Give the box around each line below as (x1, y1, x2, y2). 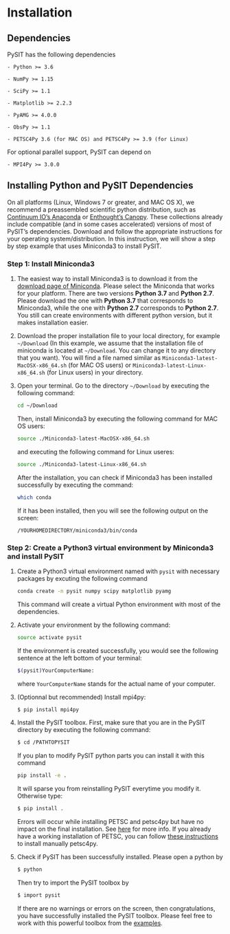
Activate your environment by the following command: (16, 621, 170, 629)
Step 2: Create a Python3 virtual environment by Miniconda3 (7, 543, 214, 553)
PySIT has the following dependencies (7, 50, 116, 58)
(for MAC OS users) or (68, 361, 132, 369)
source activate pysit (16, 634, 82, 641)
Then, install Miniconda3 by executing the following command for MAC (16, 414, 218, 423)
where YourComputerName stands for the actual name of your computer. (16, 679, 216, 688)
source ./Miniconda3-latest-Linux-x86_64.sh (16, 460, 147, 468)
